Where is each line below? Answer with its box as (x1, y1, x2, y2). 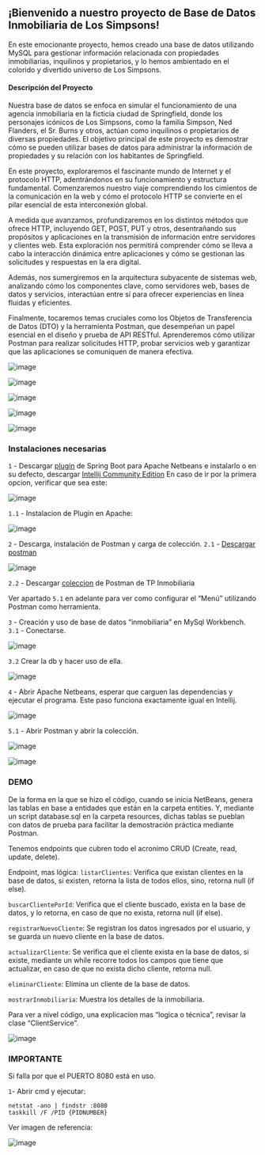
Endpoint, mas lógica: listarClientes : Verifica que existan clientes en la (8, 867, 244, 877)
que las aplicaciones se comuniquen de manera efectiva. (8, 347, 194, 357)
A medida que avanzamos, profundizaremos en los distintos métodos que (8, 215, 248, 225)
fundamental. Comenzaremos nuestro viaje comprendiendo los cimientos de (8, 184, 257, 193)
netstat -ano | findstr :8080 (8, 1101, 108, 1110)
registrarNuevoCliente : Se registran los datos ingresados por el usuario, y (8, 923, 251, 933)
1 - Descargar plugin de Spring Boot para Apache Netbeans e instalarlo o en (8, 461, 257, 471)
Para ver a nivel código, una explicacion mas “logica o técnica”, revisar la (8, 1009, 247, 1019)
